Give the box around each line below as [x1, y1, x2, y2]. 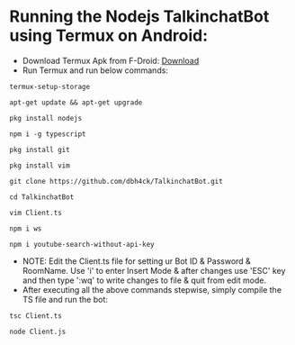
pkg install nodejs [9, 113, 83, 123]
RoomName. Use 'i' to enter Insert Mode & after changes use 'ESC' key [22, 265, 286, 276]
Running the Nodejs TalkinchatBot [9, 6, 270, 27]
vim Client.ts [9, 208, 63, 217]
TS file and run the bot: [22, 294, 108, 304]
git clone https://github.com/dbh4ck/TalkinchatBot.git [9, 177, 223, 186]
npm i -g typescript [9, 129, 87, 139]
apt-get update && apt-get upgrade [9, 97, 143, 107]
